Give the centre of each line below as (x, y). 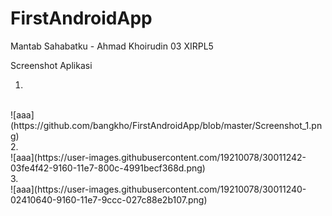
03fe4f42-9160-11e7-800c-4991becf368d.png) (108, 168)
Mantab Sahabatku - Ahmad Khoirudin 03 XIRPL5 (112, 46)
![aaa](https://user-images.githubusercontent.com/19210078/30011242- (158, 157)
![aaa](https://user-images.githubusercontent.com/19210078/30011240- (158, 189)
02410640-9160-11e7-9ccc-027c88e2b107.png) (109, 199)
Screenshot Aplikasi (51, 65)
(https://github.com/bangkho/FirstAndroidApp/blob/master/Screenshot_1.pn (166, 125)
